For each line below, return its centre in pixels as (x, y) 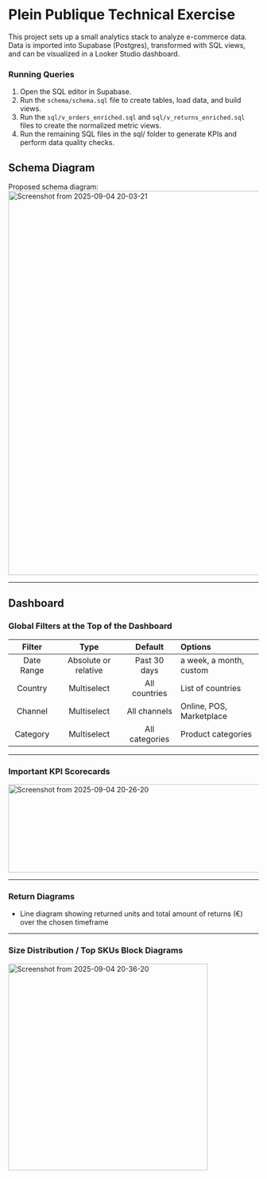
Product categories (216, 733)
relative (89, 670)
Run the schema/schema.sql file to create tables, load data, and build (130, 100)
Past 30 (149, 660)
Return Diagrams (42, 896)
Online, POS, (204, 705)
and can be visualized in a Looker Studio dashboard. (94, 53)
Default (149, 646)
